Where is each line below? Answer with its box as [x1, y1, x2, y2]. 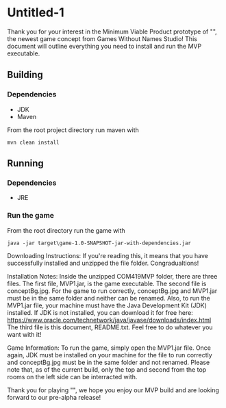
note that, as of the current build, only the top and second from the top [7, 365, 207, 374]
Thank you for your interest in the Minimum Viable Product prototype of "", [7, 27, 217, 36]
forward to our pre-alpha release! [7, 393, 101, 401]
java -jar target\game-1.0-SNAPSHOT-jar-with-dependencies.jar [7, 240, 192, 246]
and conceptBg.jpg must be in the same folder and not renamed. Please [7, 358, 210, 366]
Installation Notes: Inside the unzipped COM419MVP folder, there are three [7, 272, 218, 280]
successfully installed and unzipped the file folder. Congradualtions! [7, 259, 199, 267]
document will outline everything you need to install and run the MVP [7, 42, 202, 50]
